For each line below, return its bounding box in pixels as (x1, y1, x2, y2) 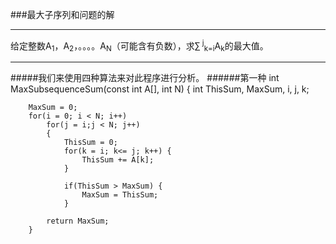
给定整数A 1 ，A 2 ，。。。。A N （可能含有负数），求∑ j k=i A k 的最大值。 (10, 38, 269, 54)
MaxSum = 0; (28, 103, 78, 113)
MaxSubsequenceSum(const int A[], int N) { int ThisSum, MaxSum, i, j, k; (10, 83, 310, 95)
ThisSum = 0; (63, 138, 118, 148)
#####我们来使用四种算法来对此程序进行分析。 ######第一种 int (10, 72, 280, 84)
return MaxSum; (46, 216, 110, 227)
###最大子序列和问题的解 (10, 9, 115, 20)
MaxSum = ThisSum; (81, 190, 159, 200)
